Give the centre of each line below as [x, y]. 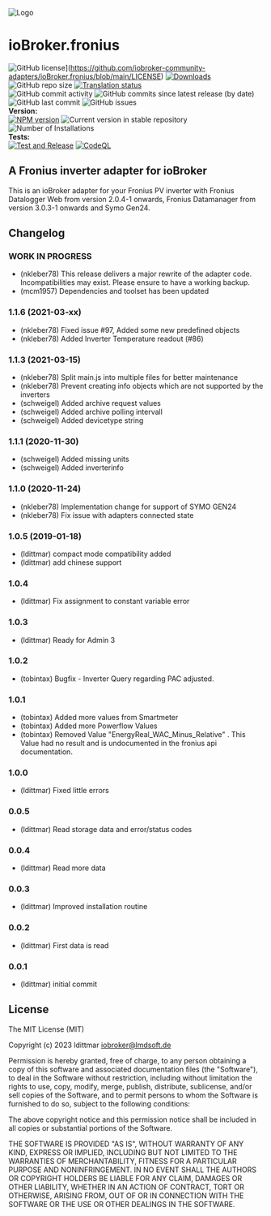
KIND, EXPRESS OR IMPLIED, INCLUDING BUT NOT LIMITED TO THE [123, 1152]
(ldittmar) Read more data [63, 868]
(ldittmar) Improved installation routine [84, 907]
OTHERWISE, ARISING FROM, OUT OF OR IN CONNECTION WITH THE [126, 1195]
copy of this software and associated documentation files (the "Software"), [133, 1069]
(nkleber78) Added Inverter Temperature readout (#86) [112, 338]
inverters [35, 395]
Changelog [37, 233]
